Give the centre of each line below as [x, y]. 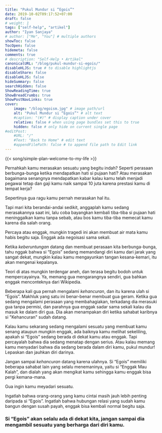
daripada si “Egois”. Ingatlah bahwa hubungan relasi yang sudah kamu [75, 401]
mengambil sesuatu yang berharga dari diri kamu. [65, 425]
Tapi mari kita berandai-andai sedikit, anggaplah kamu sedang [67, 207]
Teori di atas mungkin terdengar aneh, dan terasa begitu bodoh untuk [74, 272]
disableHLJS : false [25, 77]
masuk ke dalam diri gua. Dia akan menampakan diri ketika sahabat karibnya [81, 312]
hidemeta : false [21, 50]
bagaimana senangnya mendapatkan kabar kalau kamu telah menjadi [74, 178]
